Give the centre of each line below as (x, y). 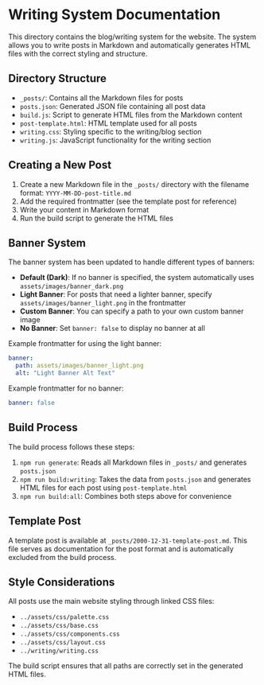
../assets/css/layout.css (62, 643)
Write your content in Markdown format (84, 209)
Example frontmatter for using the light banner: (85, 344)
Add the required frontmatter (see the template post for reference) (128, 201)
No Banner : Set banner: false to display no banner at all (112, 329)
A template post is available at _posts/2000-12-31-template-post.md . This (128, 540)
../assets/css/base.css (59, 626)
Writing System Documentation (115, 15)
